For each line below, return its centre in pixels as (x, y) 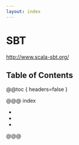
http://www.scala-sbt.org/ (38, 57)
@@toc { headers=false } (37, 89)
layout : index (24, 11)
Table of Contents (40, 75)
